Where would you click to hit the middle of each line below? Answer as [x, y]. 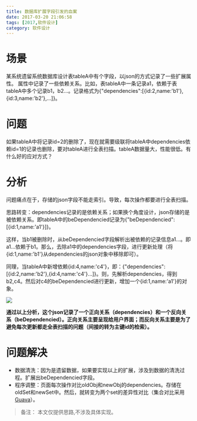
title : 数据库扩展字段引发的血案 [42, 11]
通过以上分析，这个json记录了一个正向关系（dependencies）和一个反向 [94, 312]
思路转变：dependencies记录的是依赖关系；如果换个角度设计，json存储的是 [98, 212]
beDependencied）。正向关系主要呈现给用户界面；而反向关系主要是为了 [103, 320]
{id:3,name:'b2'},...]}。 [33, 98]
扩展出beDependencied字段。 [61, 377]
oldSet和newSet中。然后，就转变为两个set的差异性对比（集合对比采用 [100, 392]
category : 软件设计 [28, 28]
